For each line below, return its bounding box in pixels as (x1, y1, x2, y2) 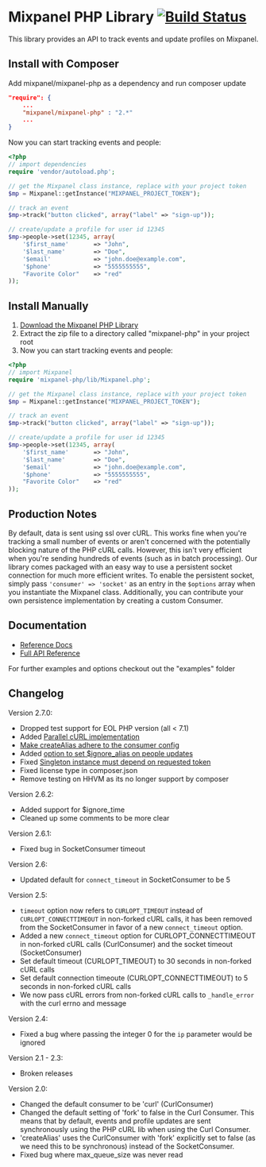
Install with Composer (8, 57, 119, 71)
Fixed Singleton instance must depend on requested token (19, 757, 211, 767)
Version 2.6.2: (8, 789, 54, 798)
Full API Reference (19, 648, 81, 658)
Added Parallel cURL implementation (19, 732, 141, 741)
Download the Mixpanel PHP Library (19, 320, 139, 330)
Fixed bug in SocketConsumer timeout (19, 844, 145, 853)
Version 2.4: (8, 1014, 48, 1023)
